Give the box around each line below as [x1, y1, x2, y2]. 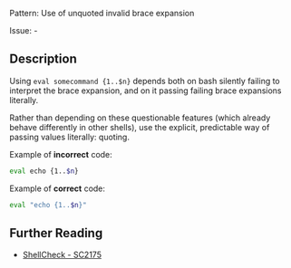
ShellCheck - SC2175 [22, 249, 102, 261]
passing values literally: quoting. [9, 131, 130, 142]
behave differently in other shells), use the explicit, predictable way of [9, 121, 270, 132]
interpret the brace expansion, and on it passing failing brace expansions [9, 85, 283, 96]
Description [9, 52, 77, 67]
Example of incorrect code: [9, 148, 113, 159]
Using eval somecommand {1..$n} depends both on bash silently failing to [9, 75, 281, 86]
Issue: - [9, 25, 38, 35]
